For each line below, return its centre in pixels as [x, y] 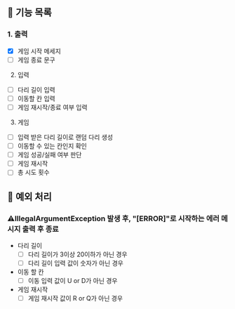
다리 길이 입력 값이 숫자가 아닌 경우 [76, 263]
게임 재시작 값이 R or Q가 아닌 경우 [75, 298]
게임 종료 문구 [36, 60]
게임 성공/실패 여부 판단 [49, 155]
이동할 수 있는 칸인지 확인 [52, 146]
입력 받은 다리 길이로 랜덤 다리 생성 [65, 137]
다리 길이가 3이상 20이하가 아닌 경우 [78, 254]
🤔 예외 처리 [30, 196]
